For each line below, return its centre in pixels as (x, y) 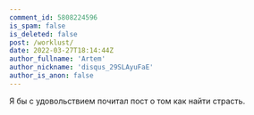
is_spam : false (38, 26)
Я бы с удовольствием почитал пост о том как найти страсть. (127, 101)
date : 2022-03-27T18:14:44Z (62, 51)
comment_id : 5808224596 (54, 17)
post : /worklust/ (42, 42)
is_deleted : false (43, 34)
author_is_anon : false (51, 76)
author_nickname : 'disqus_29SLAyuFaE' (81, 68)
